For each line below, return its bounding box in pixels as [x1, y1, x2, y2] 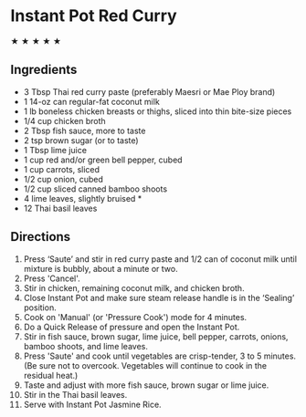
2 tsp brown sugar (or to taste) [23, 134, 140, 146]
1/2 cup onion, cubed [23, 173, 104, 184]
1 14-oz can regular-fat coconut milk [23, 96, 161, 107]
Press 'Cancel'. [23, 273, 80, 284]
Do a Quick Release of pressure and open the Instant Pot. [23, 321, 240, 332]
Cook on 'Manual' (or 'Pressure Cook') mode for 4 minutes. [23, 311, 248, 322]
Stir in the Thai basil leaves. [23, 389, 128, 400]
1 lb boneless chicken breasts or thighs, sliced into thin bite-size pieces [23, 106, 292, 117]
